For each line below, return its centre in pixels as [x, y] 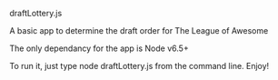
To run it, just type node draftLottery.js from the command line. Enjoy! [139, 66]
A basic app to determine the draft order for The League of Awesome [139, 30]
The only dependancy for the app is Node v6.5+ [99, 48]
